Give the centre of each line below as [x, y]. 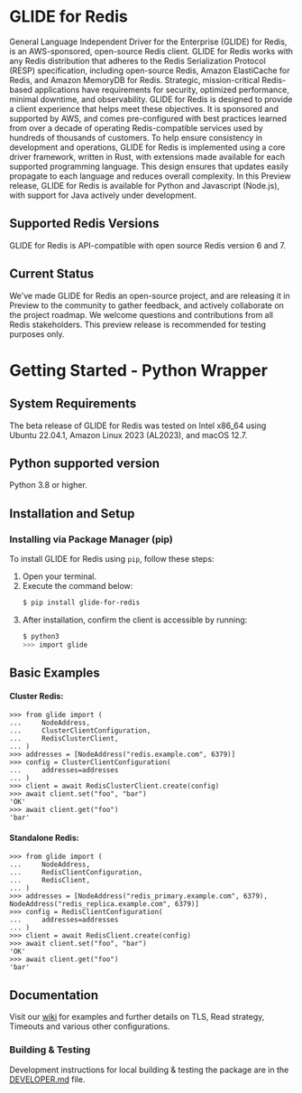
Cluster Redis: [37, 696]
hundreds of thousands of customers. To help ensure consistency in [136, 137]
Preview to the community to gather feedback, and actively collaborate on [146, 305]
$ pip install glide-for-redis [81, 603]
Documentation [54, 995]
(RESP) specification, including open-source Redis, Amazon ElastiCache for [150, 70]
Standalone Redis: [44, 837]
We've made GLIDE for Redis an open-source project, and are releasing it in [150, 295]
